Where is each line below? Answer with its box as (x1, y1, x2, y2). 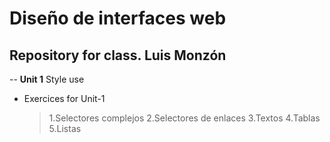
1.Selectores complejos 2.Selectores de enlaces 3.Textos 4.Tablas (48, 112, 321, 124)
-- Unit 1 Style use (9, 73, 85, 85)
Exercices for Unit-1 (23, 93, 106, 104)
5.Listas (48, 123, 82, 134)
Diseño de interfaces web (9, 7, 227, 30)
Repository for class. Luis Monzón (9, 47, 227, 64)
